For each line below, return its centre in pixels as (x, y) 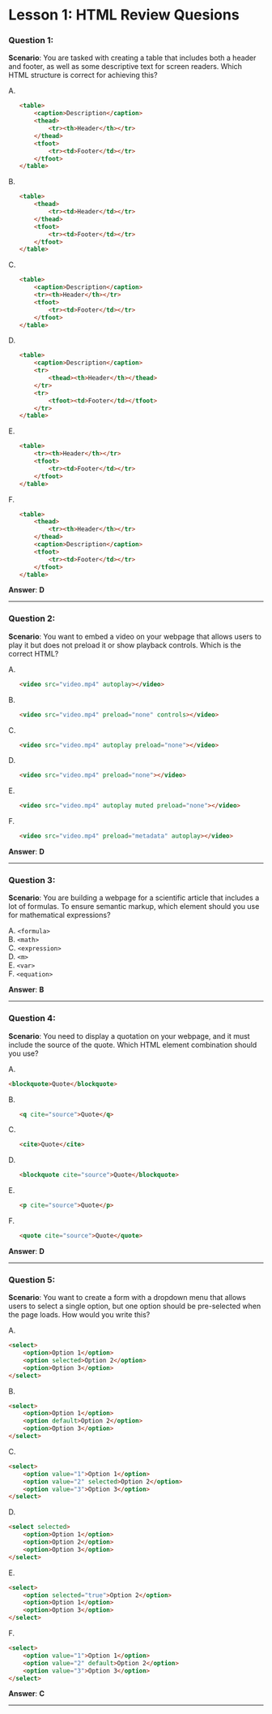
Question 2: (32, 618)
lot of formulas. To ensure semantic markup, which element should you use (134, 907)
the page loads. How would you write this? (79, 1315)
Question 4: (32, 1018)
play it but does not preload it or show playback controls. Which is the (125, 645)
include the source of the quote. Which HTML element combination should (133, 1044)
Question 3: (32, 880)
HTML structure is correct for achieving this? (83, 75)
